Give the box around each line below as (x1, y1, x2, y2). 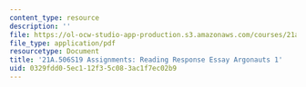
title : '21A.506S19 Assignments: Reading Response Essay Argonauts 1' (9, 55, 283, 64)
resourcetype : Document (9, 47, 100, 56)
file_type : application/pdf (9, 38, 117, 48)
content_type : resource (9, 13, 100, 23)
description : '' (9, 22, 71, 31)
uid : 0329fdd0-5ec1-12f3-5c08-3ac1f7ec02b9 (9, 64, 178, 73)
